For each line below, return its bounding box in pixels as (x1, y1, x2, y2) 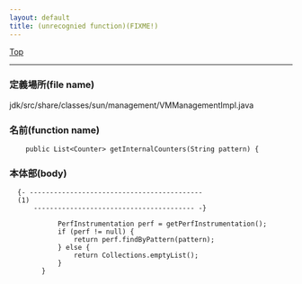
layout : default (9, 13, 70, 22)
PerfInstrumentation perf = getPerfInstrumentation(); (57, 219, 268, 229)
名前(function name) (9, 123, 101, 136)
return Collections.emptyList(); (73, 251, 200, 261)
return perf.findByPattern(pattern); (73, 235, 216, 244)
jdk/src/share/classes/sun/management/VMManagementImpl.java (9, 100, 254, 111)
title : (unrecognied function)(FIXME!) (9, 22, 159, 31)
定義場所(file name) (9, 78, 95, 91)
